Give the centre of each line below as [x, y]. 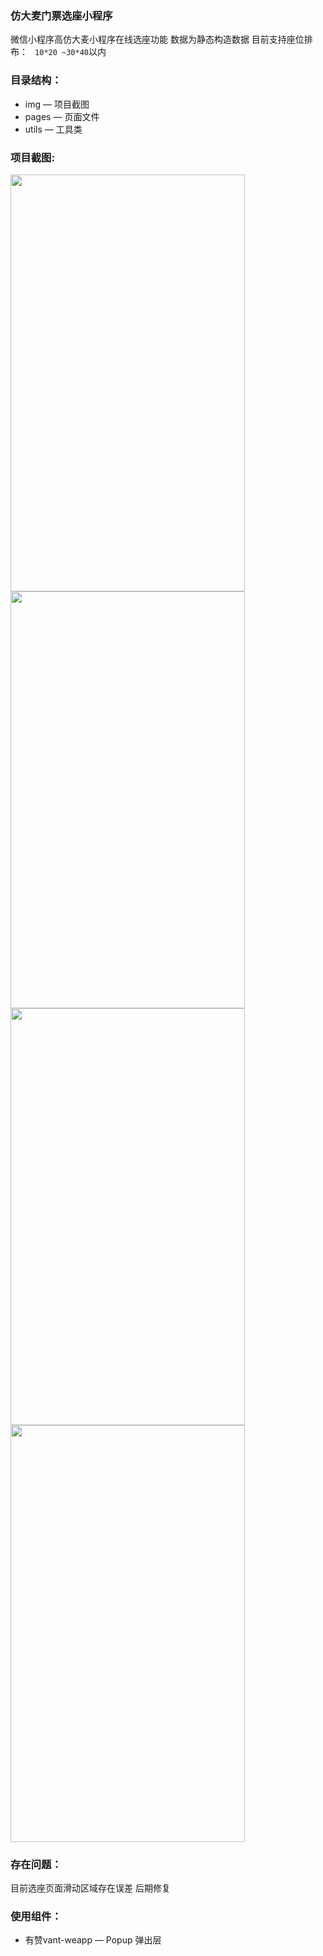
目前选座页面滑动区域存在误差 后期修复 [90, 1888]
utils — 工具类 [53, 129]
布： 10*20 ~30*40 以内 [58, 52]
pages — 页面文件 [62, 116]
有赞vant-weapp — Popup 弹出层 [93, 1940]
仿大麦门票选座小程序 [61, 15]
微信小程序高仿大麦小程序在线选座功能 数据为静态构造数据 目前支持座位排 [161, 39]
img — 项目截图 [57, 104]
